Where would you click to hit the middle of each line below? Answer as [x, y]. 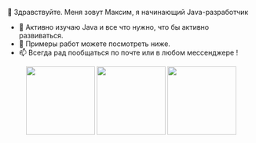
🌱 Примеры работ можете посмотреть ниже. [94, 44]
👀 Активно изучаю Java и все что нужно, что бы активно [114, 27]
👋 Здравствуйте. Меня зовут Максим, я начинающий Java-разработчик [128, 12]
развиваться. [41, 36]
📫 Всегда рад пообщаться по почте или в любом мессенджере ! [128, 52]
